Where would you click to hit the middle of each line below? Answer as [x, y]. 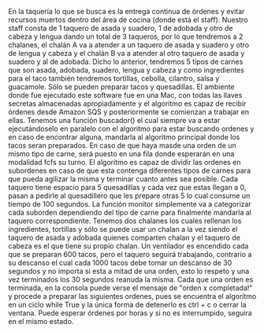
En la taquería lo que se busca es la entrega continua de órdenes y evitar [126, 11]
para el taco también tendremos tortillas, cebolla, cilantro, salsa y [114, 78]
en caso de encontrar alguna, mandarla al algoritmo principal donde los [124, 137]
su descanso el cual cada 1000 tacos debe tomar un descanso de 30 [120, 263]
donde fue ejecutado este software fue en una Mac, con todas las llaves [125, 95]
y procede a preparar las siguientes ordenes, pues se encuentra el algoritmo [132, 296]
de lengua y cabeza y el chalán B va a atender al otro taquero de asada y [126, 53]
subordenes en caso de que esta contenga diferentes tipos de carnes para [129, 170]
